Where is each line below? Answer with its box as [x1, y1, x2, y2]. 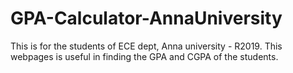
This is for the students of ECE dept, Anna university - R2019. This [10, 40, 283, 52]
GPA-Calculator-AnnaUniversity [10, 7, 283, 30]
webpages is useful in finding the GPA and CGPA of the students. [10, 50, 279, 62]
